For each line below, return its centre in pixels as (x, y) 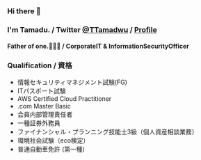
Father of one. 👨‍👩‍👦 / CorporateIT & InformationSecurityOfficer (98, 46)
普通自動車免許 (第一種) (51, 149)
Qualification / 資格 (40, 65)
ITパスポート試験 (41, 90)
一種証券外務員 (39, 123)
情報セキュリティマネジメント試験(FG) (72, 82)
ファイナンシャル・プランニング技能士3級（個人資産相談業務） (107, 131)
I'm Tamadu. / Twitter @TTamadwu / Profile (82, 29)
